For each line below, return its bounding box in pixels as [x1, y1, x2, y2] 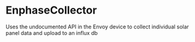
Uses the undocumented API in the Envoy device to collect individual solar [5, 23, 190, 30]
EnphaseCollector [5, 4, 97, 17]
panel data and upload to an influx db [5, 29, 98, 36]
